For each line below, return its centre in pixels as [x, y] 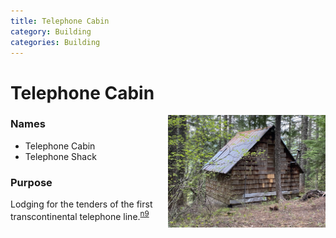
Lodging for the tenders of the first [81, 204]
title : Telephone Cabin [60, 21]
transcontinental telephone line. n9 [80, 215]
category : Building [51, 31]
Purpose [31, 182]
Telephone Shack [60, 156]
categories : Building [55, 42]
